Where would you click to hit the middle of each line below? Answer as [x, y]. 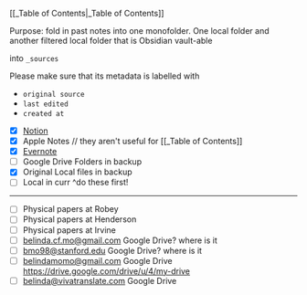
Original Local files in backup [77, 172]
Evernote [40, 152]
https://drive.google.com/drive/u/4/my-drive [106, 271]
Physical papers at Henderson [79, 219]
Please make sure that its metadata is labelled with [105, 76]
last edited [45, 104]
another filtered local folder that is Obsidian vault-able [111, 41]
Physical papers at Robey [70, 209]
